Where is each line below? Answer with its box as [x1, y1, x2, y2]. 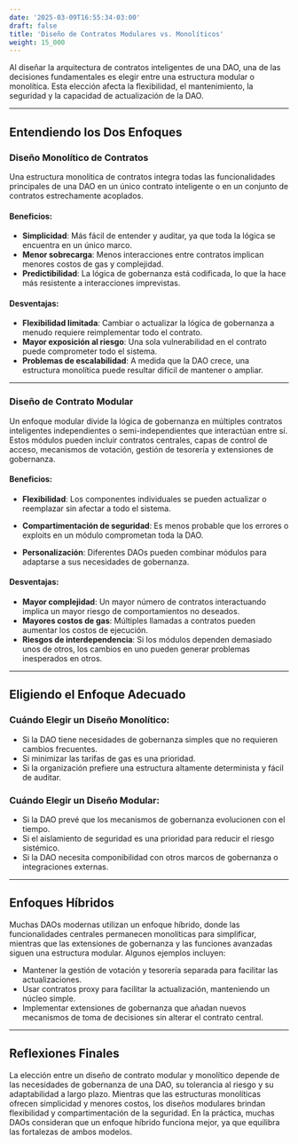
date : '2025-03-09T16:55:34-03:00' [9, 12, 141, 22]
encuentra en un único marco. [21, 240, 133, 251]
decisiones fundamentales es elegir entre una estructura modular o [9, 72, 255, 83]
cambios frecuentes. [21, 743, 98, 754]
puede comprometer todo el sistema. [21, 346, 158, 356]
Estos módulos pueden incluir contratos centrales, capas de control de [9, 435, 268, 445]
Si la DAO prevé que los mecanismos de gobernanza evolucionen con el [21, 814, 286, 825]
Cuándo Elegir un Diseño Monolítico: [9, 714, 170, 726]
